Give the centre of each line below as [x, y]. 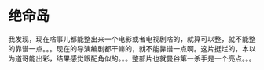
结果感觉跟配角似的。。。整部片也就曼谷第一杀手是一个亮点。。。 [156, 58]
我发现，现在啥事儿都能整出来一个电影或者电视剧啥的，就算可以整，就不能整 [132, 39]
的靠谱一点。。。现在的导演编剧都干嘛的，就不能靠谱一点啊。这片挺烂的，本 [128, 48]
